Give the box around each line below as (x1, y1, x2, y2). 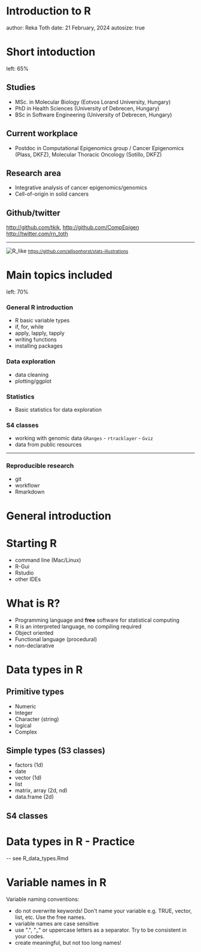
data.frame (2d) (14, 794, 54, 801)
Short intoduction (6, 45, 96, 59)
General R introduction (6, 303, 74, 312)
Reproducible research (6, 462, 74, 470)
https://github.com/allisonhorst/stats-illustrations (28, 249, 129, 255)
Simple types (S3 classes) (6, 746, 106, 756)
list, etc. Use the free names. (14, 914, 86, 921)
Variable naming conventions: (6, 896, 80, 903)
